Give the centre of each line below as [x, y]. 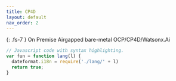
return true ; [28, 67]
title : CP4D [21, 12]
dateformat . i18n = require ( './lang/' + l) [65, 62]
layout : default [26, 17]
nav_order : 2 [22, 23]
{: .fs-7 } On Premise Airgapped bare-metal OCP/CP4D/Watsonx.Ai [88, 40]
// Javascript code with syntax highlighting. [65, 51]
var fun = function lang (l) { [44, 56]
